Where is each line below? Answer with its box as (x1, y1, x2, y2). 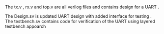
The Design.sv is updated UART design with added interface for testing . (5, 13, 152, 19)
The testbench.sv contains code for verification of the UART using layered (5, 19, 156, 24)
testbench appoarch (5, 23, 46, 29)
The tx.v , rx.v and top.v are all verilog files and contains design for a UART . (5, 4, 160, 10)
